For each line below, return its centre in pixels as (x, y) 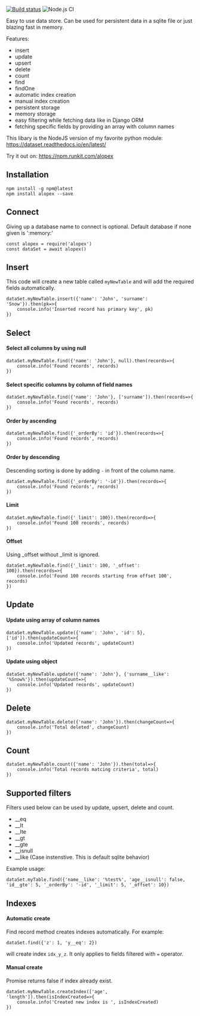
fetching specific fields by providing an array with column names (94, 126)
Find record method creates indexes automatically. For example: (85, 932)
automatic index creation (45, 95)
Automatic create (28, 919)
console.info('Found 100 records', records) (73, 523)
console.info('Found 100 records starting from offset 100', (94, 576)
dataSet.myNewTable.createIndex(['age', (57, 992)
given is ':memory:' (30, 232)
